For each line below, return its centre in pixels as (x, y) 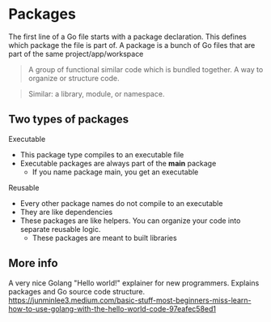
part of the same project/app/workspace (76, 54)
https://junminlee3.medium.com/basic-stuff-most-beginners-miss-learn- (130, 300)
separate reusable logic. (60, 229)
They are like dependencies (66, 212)
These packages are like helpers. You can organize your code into (130, 221)
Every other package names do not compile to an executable (121, 203)
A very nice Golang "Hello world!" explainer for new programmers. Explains (134, 283)
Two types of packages (69, 120)
